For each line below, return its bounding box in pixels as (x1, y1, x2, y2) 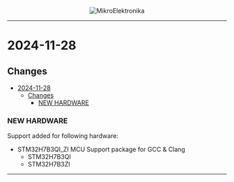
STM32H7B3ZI (27, 160, 71, 169)
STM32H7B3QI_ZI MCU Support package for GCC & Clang (17, 145, 186, 153)
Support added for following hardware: (7, 132, 118, 140)
